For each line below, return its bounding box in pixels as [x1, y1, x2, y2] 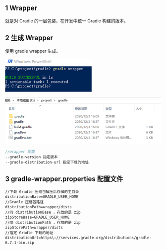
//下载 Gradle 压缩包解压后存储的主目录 [5, 189, 79, 194]
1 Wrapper [5, 4, 38, 12]
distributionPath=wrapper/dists [5, 204, 72, 209]
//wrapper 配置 [5, 149, 35, 155]
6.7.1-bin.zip [5, 240, 35, 245]
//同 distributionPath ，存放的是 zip [5, 220, 81, 225]
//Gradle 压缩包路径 [5, 199, 44, 204]
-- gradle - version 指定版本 [5, 154, 58, 160]
